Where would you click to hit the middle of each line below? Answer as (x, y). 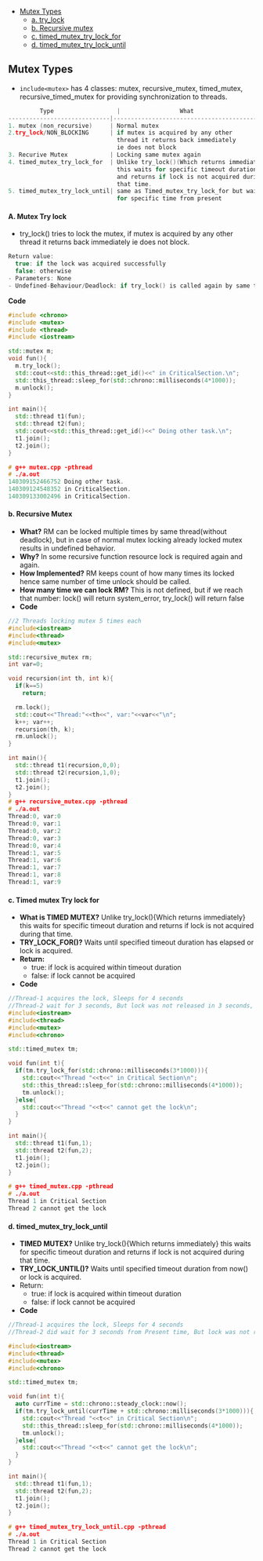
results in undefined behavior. (67, 548)
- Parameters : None (40, 279)
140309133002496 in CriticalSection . (70, 497)
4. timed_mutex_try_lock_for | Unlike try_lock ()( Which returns (117, 162)
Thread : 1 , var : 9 (34, 883)
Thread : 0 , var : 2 (34, 831)
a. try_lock (48, 20)
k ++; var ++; (35, 722)
